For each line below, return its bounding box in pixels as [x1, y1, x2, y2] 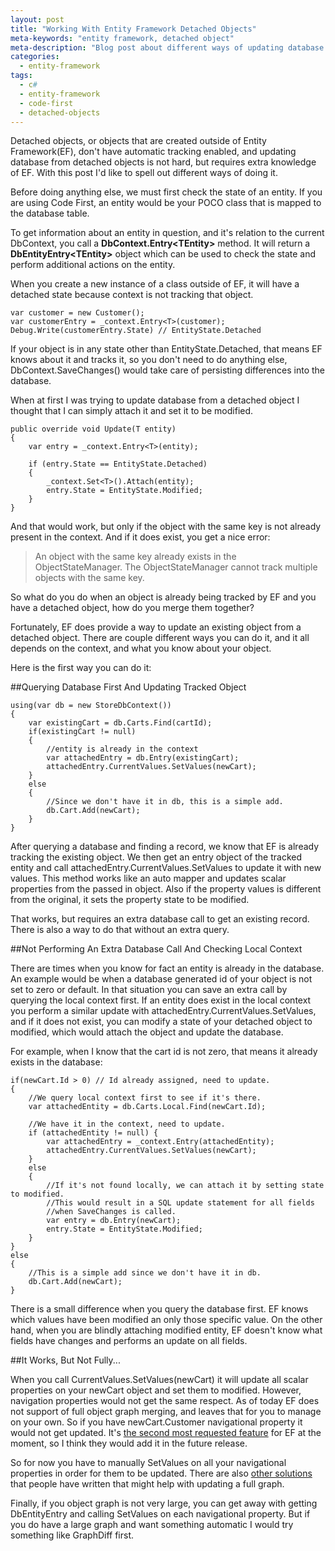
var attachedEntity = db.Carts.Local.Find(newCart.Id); [28, 1102, 267, 1112]
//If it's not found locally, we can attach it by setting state [46, 1181, 325, 1191]
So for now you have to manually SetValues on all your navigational [10, 1457, 287, 1469]
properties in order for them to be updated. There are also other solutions [10, 1467, 313, 1480]
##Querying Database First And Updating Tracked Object [10, 681, 247, 693]
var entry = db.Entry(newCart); [46, 1216, 182, 1226]
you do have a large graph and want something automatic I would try [10, 1519, 294, 1531]
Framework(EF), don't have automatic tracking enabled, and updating [10, 146, 297, 158]
